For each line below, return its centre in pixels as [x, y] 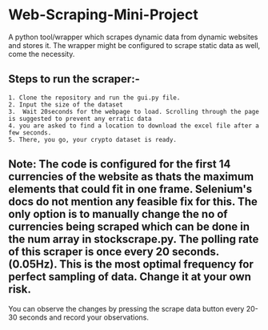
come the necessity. [42, 54]
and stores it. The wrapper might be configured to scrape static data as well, [134, 45]
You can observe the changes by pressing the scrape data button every [126, 308]
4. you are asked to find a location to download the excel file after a [134, 126]
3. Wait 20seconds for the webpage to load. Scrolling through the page [134, 111]
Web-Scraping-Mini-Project [103, 15]
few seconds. [30, 133]
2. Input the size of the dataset [66, 105]
